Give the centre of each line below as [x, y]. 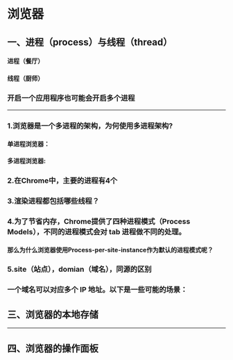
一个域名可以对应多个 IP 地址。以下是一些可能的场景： [97, 290]
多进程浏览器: [27, 161]
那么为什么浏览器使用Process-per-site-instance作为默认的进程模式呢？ [110, 249]
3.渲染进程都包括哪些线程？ [53, 201]
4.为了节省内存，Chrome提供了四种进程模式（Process [99, 221]
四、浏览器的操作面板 [53, 348]
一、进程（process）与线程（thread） [90, 42]
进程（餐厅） [25, 61]
